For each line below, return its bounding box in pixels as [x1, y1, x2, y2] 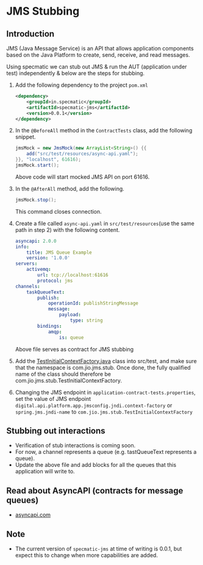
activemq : [26, 267, 51, 273]
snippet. [15, 133, 36, 141]
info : [15, 243, 29, 250]
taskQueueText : [26, 289, 65, 295]
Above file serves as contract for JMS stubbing [15, 345, 134, 353]
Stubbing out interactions [6, 425, 105, 436]
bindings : [37, 323, 62, 329]
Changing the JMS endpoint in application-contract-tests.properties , [15, 389, 196, 396]
